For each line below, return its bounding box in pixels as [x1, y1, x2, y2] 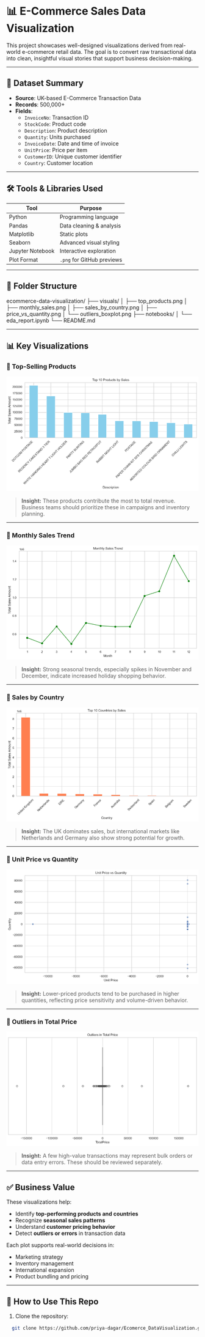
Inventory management [15, 1260, 74, 1267]
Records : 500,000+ [15, 101, 65, 108]
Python [9, 213, 27, 221]
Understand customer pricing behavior [15, 1223, 116, 1231]
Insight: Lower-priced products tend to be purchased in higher [21, 990, 180, 997]
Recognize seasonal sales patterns [15, 1217, 106, 1224]
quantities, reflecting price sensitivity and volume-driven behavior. [21, 996, 189, 1004]
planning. [21, 510, 45, 517]
